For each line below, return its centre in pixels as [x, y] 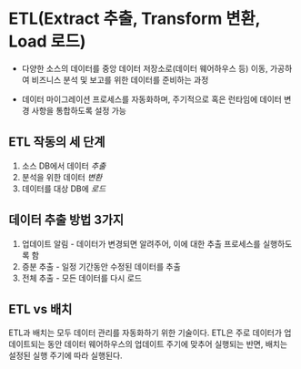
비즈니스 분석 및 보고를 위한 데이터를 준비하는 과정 [120, 79]
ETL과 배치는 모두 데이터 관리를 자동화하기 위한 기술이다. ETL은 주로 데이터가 [145, 333]
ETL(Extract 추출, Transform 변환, [135, 19]
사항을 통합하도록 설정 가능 [79, 110]
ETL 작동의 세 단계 [57, 142]
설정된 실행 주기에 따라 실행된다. [66, 355]
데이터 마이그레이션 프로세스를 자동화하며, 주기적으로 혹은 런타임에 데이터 [152, 99]
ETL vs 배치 [40, 309]
